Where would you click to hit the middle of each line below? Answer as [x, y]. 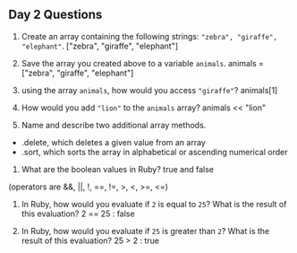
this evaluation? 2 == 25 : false [78, 214]
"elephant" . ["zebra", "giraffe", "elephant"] [100, 46]
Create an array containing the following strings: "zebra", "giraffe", [149, 36]
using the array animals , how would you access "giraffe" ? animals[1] [149, 90]
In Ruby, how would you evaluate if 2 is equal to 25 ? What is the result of [154, 204]
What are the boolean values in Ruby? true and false [117, 169]
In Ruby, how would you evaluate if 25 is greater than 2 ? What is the [145, 231]
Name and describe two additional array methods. [114, 125]
